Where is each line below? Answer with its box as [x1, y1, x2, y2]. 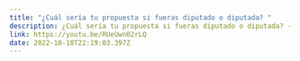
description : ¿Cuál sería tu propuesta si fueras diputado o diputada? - [9, 22, 293, 30]
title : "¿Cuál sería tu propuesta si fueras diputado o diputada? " [9, 13, 272, 22]
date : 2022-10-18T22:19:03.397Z [9, 38, 131, 48]
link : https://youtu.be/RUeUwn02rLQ [9, 30, 147, 39]
